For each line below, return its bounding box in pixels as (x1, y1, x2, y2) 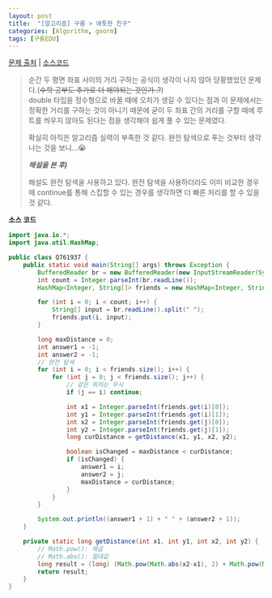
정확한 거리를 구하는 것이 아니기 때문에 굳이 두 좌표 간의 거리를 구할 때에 (28, 105, 255, 115)
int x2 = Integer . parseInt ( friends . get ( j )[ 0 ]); (66, 418, 230, 426)
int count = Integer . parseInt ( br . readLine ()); (37, 276, 198, 284)
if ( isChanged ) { (66, 455, 125, 463)
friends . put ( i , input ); (51, 313, 132, 321)
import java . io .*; (8, 231, 70, 239)
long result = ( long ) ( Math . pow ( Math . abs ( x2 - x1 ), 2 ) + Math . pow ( (37, 560, 263, 568)
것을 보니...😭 (43, 143, 87, 153)
